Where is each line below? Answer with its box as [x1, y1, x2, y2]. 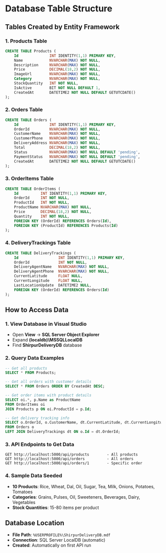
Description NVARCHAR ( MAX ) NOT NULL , [14, 62, 100, 67]
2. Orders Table [5, 106, 43, 113]
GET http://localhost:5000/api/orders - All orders [5, 457, 134, 462]
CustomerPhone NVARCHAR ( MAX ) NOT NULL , [14, 136, 100, 141]
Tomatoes [12, 489, 33, 495]
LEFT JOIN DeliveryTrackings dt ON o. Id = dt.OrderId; [5, 429, 121, 434]
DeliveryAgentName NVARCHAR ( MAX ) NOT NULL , [14, 264, 110, 269]
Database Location [5, 518, 65, 527]
